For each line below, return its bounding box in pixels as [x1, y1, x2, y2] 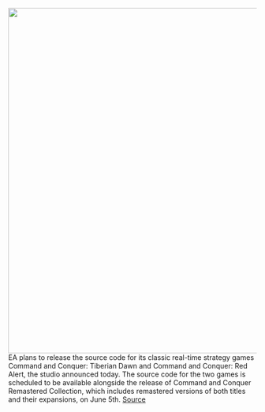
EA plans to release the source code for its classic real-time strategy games [8, 353, 255, 362]
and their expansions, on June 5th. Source [8, 395, 146, 404]
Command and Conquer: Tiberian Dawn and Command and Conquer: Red [8, 361, 248, 370]
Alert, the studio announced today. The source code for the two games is [8, 369, 246, 379]
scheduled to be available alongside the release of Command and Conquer [8, 378, 252, 387]
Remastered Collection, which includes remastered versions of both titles [8, 387, 246, 395]
